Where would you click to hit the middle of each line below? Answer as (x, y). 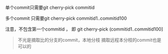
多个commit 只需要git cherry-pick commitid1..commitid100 (66, 18)
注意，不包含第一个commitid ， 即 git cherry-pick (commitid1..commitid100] (84, 29)
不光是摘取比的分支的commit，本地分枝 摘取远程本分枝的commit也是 (89, 40)
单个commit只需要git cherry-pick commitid (50, 7)
